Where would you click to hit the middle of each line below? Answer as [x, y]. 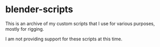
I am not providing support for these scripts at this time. [64, 39]
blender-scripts [39, 9]
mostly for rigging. [25, 29]
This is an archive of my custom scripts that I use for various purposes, [80, 24]
